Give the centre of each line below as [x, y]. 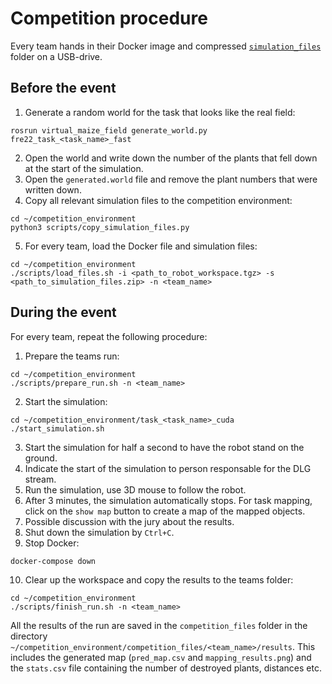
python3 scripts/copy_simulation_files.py [100, 227]
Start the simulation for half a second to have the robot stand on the [164, 447]
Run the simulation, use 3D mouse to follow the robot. [135, 489]
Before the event [63, 88]
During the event [63, 312]
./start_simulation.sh [57, 428]
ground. [41, 458]
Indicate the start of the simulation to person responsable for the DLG [168, 468]
